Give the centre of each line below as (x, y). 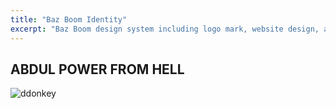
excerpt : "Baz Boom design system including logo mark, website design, (165, 29)
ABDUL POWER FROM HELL (97, 69)
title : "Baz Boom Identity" (69, 19)
